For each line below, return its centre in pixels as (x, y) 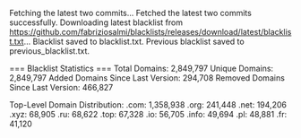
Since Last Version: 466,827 (61, 87)
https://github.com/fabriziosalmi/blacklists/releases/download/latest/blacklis (150, 32)
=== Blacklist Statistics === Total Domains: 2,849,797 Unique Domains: (142, 68)
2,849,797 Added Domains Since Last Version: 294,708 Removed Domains (147, 78)
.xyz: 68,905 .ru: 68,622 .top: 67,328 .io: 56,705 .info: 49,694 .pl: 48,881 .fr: (148, 114)
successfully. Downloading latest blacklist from (96, 22)
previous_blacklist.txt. (50, 51)
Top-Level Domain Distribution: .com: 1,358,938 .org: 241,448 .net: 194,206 (148, 105)
